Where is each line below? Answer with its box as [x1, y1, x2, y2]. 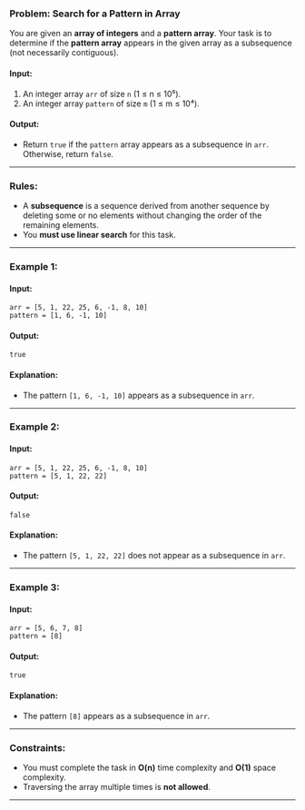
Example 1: [9, 260, 58, 272]
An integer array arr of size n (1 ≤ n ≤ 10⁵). [22, 88, 182, 99]
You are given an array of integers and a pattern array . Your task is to [9, 28, 272, 39]
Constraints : [9, 741, 66, 754]
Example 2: [9, 420, 60, 433]
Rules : [9, 180, 38, 193]
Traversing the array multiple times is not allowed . [22, 781, 212, 792]
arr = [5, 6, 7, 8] [9, 624, 84, 633]
